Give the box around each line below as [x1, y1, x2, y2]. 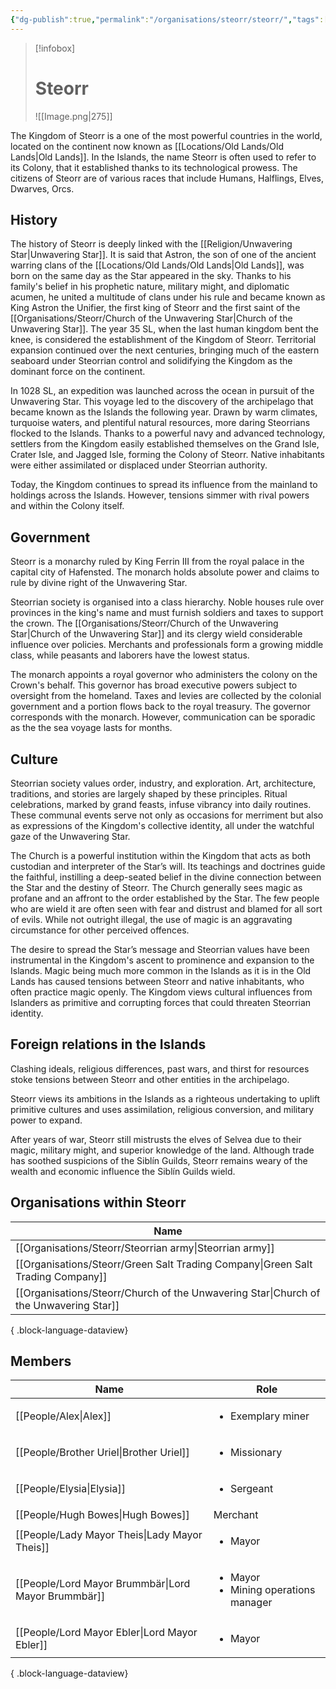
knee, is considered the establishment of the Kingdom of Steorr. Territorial [10, 334, 317, 346]
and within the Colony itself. [10, 500, 125, 512]
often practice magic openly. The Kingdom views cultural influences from [10, 986, 313, 998]
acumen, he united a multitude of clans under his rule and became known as [10, 291, 326, 303]
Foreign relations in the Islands [10, 1036, 207, 1053]
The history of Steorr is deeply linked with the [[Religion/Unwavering [10, 238, 293, 250]
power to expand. [10, 1114, 83, 1126]
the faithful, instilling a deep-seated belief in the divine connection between [10, 871, 322, 883]
